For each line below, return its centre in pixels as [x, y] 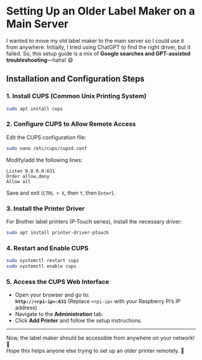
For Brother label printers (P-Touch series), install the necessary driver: [94, 221]
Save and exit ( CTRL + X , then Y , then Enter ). [61, 193]
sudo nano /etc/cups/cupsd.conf [47, 148]
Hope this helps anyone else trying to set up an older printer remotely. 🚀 [95, 351]
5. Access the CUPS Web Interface [58, 281]
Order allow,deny [28, 176]
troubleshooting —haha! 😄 [40, 60]
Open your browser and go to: [52, 295]
